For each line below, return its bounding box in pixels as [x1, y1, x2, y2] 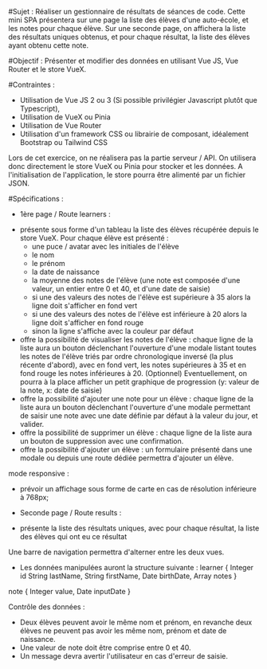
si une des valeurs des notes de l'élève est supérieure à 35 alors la [31, 292, 251, 302]
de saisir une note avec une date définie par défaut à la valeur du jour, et [19, 411, 258, 421]
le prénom [31, 259, 65, 268]
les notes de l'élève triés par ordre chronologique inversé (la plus [19, 352, 234, 361]
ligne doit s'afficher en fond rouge [31, 318, 144, 327]
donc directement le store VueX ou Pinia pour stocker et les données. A [8, 162, 243, 170]
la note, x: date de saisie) [19, 385, 103, 395]
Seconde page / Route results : [19, 508, 122, 517]
